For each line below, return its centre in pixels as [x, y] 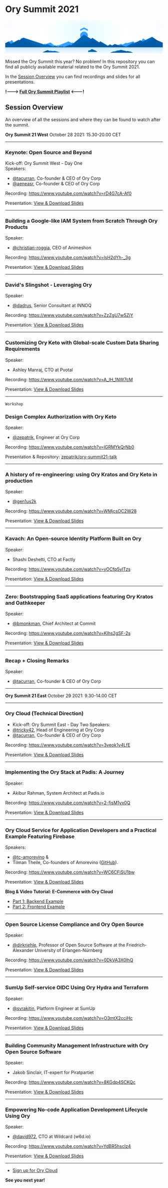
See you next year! [25, 1180]
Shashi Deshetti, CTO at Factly [44, 559]
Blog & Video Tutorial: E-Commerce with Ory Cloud [59, 892]
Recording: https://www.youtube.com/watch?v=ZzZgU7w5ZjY [69, 315]
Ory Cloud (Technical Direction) [44, 713]
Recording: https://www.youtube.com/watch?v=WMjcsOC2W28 [71, 511]
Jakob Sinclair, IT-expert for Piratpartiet [53, 1072]
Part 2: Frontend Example [38, 907]
